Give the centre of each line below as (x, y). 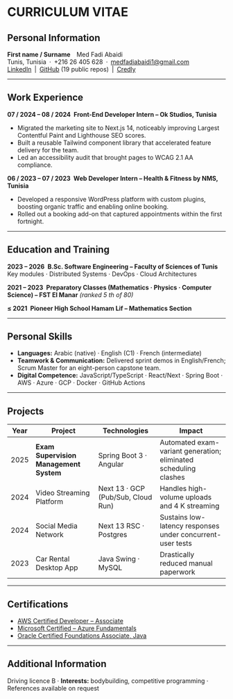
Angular (111, 465)
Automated (178, 442)
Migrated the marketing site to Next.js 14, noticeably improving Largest (118, 128)
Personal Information (54, 38)
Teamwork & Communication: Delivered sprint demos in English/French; (121, 361)
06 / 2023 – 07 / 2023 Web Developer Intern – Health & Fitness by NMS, (113, 178)
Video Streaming (63, 493)
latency (171, 526)
